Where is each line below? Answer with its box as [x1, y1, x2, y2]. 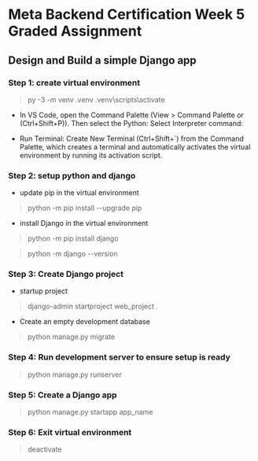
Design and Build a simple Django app [8, 53, 197, 67]
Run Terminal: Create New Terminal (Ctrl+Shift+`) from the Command [19, 134, 244, 143]
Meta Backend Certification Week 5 [8, 6, 245, 24]
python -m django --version [27, 249, 118, 259]
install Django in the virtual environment [19, 219, 149, 228]
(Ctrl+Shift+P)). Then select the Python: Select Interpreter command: [19, 118, 244, 127]
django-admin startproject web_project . [27, 301, 159, 312]
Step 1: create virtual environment [8, 77, 141, 88]
